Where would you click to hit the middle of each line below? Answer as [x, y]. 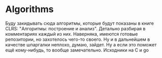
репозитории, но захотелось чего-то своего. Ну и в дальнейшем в [78, 39]
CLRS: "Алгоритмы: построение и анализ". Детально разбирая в [75, 28]
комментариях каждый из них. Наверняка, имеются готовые [72, 34]
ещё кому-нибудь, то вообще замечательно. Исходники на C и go [77, 50]
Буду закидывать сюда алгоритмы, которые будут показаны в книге [80, 23]
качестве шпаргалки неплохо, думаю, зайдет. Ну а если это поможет [81, 44]
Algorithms [30, 9]
